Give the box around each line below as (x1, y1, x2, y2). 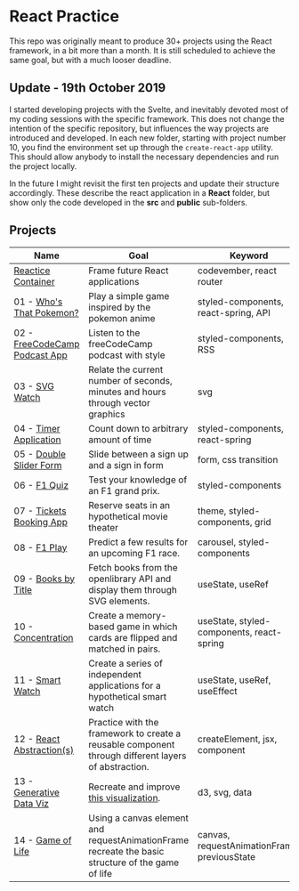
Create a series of (88, 657, 163, 669)
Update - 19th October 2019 (9, 80, 166, 95)
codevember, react (197, 264, 278, 277)
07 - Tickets (13, 505, 67, 517)
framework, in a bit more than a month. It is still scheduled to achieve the (9, 45, 276, 55)
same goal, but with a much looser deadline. (9, 54, 172, 65)
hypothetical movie (88, 510, 168, 522)
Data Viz (13, 797, 49, 809)
